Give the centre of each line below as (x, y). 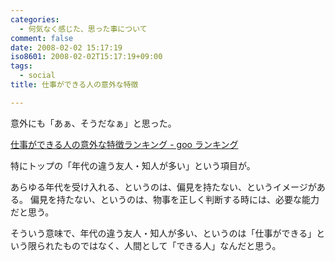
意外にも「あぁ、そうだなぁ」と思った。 (93, 123)
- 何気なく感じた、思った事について (83, 29)
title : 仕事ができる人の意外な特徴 (74, 85)
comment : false (42, 38)
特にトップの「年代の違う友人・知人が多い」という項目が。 (133, 165)
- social (37, 76)
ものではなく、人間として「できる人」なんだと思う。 (172, 245)
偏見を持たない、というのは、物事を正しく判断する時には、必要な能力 (174, 199)
